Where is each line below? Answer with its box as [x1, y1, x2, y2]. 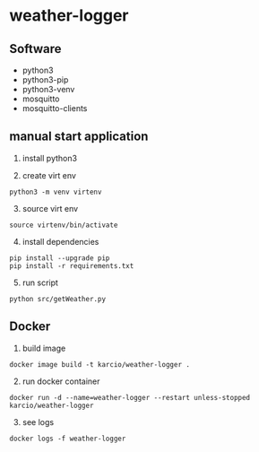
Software [9, 41, 62, 56]
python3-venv [22, 84, 75, 94]
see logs [22, 416, 55, 427]
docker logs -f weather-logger [9, 434, 126, 443]
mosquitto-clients [22, 103, 88, 113]
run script [22, 277, 58, 288]
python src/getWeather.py [9, 294, 106, 303]
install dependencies [22, 236, 99, 247]
